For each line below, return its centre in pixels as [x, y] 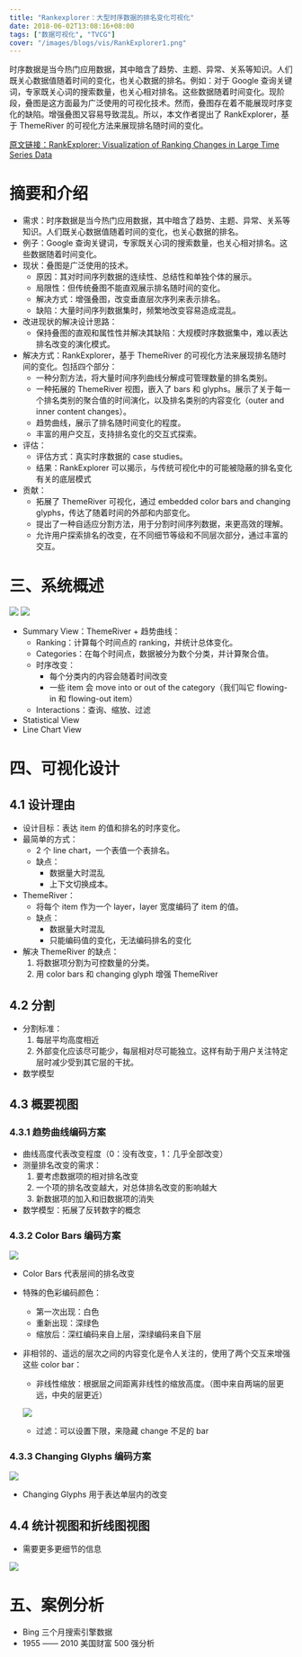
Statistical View [51, 720]
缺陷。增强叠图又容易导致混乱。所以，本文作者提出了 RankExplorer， [153, 114]
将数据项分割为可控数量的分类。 [95, 963]
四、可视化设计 [65, 769]
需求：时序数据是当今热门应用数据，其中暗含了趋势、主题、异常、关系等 [156, 220]
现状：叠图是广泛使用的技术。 [77, 265]
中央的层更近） [80, 1394]
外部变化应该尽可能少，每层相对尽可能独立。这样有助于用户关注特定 [162, 1051]
